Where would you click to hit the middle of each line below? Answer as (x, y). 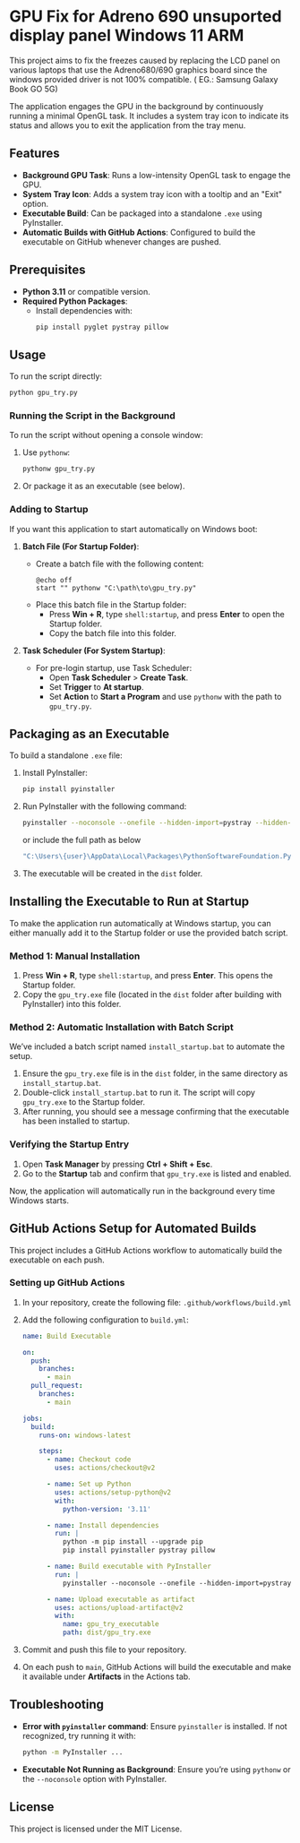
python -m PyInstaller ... (73, 1752)
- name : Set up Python (89, 1485)
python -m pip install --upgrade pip (133, 1542)
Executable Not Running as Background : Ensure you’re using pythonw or (156, 1769)
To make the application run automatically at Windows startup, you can (140, 923)
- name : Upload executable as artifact (120, 1599)
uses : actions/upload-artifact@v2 (119, 1607)
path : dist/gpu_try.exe (107, 1632)
